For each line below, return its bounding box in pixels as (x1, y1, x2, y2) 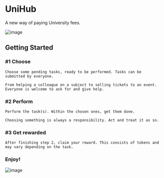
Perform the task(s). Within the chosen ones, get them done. (5, 109, 135, 114)
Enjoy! (5, 156, 21, 163)
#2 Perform (5, 98, 33, 105)
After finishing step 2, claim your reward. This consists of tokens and (5, 140, 160, 146)
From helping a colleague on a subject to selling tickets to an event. (5, 82, 157, 87)
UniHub (5, 3, 37, 15)
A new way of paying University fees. (5, 20, 81, 26)
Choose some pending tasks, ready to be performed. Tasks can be (5, 69, 141, 74)
